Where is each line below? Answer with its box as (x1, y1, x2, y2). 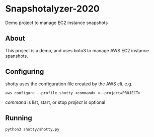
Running (5, 113, 33, 122)
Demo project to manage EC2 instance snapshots (5, 20, 108, 26)
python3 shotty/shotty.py (5, 127, 59, 132)
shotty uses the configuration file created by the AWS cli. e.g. (5, 81, 132, 87)
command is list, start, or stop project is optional (5, 99, 106, 105)
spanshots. (5, 53, 29, 59)
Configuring (5, 67, 44, 76)
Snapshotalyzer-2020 (5, 3, 100, 15)
